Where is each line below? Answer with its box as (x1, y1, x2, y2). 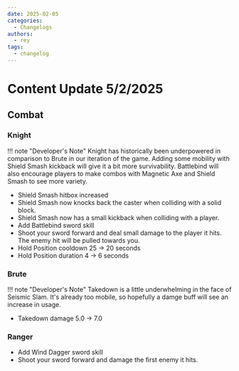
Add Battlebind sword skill (17, 221, 95, 229)
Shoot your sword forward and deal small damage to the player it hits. (17, 229, 222, 237)
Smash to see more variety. (7, 177, 87, 185)
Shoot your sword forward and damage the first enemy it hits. (17, 355, 198, 364)
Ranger (7, 332, 33, 342)
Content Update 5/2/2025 (7, 81, 164, 97)
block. (17, 206, 36, 214)
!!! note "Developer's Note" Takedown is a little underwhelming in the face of (7, 286, 232, 294)
